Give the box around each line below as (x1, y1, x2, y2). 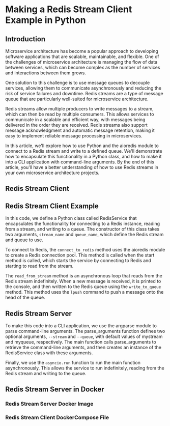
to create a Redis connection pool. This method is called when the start (5, 252, 155, 258)
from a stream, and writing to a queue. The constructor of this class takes (5, 226, 159, 232)
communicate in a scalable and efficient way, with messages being (5, 117, 146, 123)
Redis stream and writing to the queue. (5, 371, 87, 377)
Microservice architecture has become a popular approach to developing (5, 48, 159, 54)
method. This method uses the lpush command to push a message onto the (5, 289, 164, 295)
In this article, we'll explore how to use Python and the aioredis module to (5, 143, 159, 149)
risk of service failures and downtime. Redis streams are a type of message (5, 91, 164, 96)
